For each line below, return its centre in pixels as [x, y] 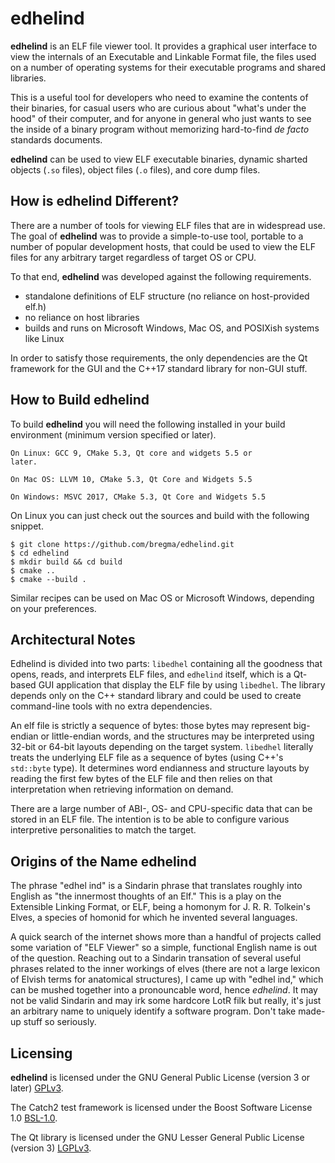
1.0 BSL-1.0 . [34, 1118]
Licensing [41, 1053]
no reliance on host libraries [82, 317]
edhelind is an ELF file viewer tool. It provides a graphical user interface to [164, 46]
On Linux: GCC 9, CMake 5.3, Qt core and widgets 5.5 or [131, 453]
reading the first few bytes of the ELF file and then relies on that [141, 779]
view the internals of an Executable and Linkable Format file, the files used [163, 56]
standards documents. [56, 139]
